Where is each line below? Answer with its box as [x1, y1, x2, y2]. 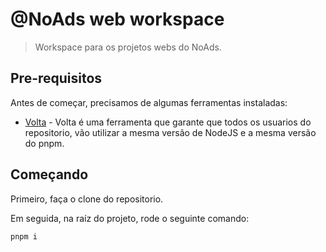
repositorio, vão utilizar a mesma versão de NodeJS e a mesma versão [24, 126, 317, 138]
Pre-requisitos [10, 70, 103, 87]
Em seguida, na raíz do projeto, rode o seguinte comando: [10, 212, 250, 224]
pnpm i [10, 231, 38, 242]
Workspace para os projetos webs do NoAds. [34, 41, 222, 53]
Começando [10, 166, 89, 183]
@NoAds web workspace [10, 8, 225, 31]
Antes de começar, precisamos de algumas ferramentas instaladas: [10, 96, 288, 108]
